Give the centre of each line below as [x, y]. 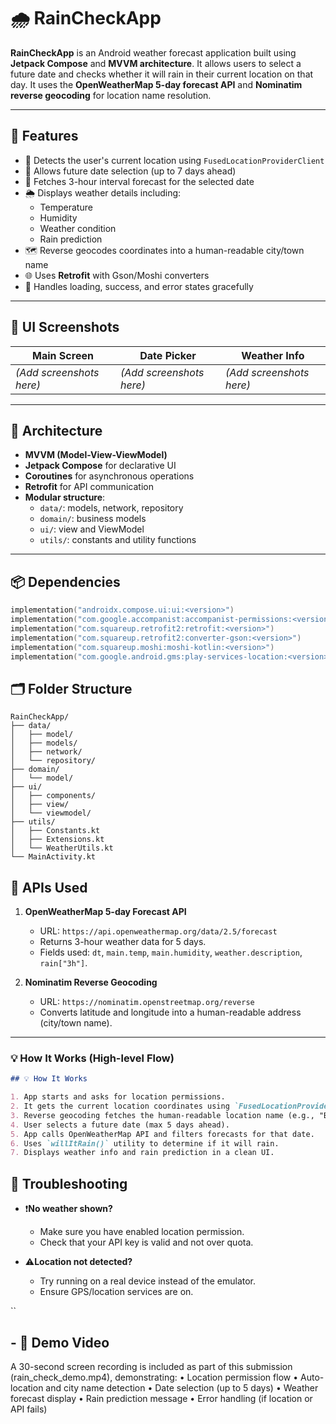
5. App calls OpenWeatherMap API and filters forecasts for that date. [162, 1134]
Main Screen [63, 355]
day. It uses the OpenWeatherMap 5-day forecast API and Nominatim [156, 84]
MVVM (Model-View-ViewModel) [96, 455]
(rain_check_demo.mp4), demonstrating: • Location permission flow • [154, 1377]
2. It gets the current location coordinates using [120, 1106]
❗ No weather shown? [68, 1209]
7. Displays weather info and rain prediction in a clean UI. [142, 1153]
